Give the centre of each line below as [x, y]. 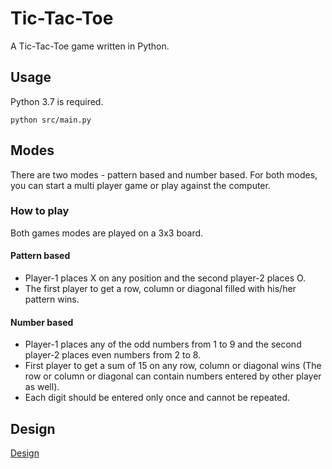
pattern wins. [52, 299]
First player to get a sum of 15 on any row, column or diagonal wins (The [173, 366]
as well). [42, 387]
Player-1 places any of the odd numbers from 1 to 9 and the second [163, 344]
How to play [40, 211]
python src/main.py [51, 120]
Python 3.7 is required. [57, 101]
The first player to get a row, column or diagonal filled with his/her [160, 289]
